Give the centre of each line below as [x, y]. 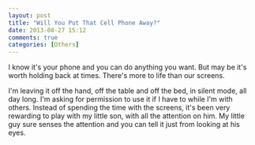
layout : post [30, 15]
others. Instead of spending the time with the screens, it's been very [119, 108]
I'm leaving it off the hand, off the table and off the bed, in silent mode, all [127, 91]
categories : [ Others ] [44, 45]
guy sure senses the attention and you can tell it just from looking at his [124, 125]
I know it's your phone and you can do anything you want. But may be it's [127, 67]
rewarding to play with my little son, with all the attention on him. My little [126, 116]
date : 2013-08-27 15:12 [47, 30]
